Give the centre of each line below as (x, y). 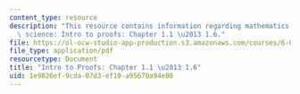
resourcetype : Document (54, 59)
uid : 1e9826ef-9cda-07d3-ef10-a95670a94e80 (92, 76)
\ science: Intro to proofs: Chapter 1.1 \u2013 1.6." (121, 34)
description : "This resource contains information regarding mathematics (150, 26)
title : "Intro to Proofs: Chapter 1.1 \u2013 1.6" (105, 68)
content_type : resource (54, 17)
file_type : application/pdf (62, 51)
